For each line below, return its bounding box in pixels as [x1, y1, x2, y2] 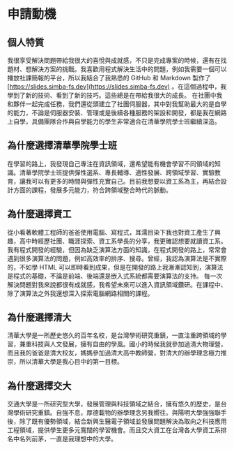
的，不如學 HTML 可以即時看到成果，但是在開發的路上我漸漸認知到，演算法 [7, 263, 224, 271]
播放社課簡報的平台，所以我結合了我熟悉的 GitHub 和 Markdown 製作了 [7, 74, 211, 82]
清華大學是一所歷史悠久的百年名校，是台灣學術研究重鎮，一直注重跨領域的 [7, 331, 221, 339]
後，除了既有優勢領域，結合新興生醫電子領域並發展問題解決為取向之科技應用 [7, 417, 227, 426]
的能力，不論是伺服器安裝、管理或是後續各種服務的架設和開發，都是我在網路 [7, 109, 227, 117]
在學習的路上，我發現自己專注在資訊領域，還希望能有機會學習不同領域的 [7, 159, 214, 168]
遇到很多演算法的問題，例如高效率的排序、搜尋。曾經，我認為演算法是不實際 [7, 254, 227, 263]
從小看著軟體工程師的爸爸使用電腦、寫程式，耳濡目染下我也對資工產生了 [7, 228, 214, 236]
